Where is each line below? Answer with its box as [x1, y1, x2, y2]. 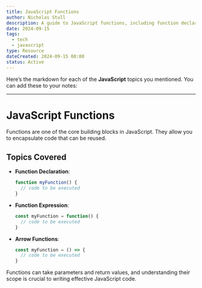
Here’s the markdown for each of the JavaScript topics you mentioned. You [6, 76, 194, 83]
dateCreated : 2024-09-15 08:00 [6, 53, 85, 59]
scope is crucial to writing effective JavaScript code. [6, 275, 136, 283]
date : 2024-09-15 [6, 25, 50, 32]
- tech [11, 37, 28, 43]
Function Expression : [14, 202, 69, 209]
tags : [6, 31, 20, 37]
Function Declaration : [14, 168, 70, 175]
